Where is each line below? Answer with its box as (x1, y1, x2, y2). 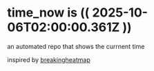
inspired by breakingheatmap (7, 55, 91, 63)
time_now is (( (7, 5, 90, 21)
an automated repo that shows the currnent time (7, 42, 145, 50)
